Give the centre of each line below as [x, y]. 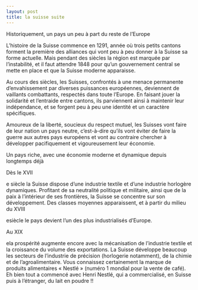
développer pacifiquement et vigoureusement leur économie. [81, 143]
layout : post [22, 11]
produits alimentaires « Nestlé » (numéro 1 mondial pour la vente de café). [96, 268]
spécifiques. [21, 113]
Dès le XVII [20, 172]
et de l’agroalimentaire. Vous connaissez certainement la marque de [89, 262]
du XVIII [16, 209]
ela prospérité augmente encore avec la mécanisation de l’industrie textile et [99, 243]
